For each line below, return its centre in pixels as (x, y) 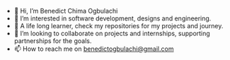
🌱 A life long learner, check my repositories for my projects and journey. (119, 26)
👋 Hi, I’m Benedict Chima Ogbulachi (66, 11)
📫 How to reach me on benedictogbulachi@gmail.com (94, 49)
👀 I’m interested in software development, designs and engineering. (113, 18)
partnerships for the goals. (53, 41)
